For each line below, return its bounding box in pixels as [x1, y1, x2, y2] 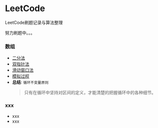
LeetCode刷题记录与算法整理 [5, 19, 63, 25]
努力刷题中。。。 [5, 30, 35, 35]
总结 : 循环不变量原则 [12, 80, 49, 85]
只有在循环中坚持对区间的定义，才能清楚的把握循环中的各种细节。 [24, 90, 156, 96]
